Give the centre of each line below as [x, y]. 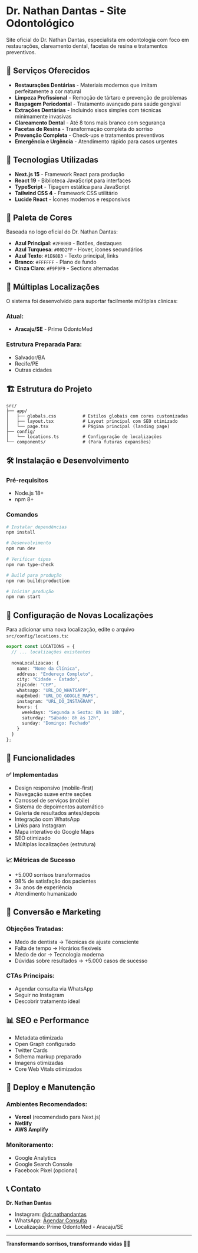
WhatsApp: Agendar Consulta [51, 1221]
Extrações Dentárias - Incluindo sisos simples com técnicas [88, 110]
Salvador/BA [30, 357]
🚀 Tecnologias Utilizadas [52, 160]
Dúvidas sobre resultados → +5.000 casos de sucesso [81, 961]
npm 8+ [24, 499]
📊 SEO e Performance [48, 1020]
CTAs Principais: [30, 976]
